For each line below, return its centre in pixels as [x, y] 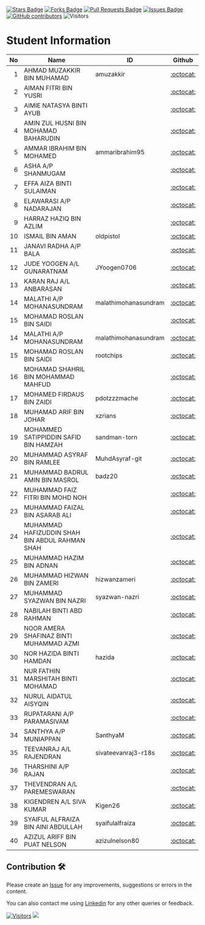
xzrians [106, 416]
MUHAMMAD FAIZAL [54, 507]
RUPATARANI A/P [49, 713]
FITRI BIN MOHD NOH [56, 497]
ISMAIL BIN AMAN [50, 236]
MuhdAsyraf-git [119, 459]
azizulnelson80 [117, 841]
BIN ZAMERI [41, 583]
